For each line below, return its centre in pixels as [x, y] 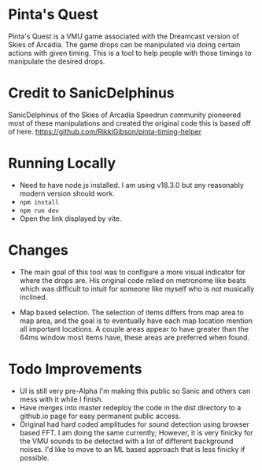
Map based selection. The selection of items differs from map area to [131, 312]
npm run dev [39, 211]
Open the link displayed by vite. [70, 218]
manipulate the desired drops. [57, 61]
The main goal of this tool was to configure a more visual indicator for [132, 272]
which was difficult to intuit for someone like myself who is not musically [137, 288]
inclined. [33, 297]
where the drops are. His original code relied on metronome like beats [133, 280]
